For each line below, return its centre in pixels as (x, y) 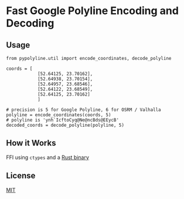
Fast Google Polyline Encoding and (92, 11)
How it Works (31, 143)
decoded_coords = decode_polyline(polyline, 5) (65, 125)
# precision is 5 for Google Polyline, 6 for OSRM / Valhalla (84, 110)
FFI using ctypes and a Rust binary (48, 157)
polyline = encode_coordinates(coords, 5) (59, 115)
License (21, 176)
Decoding (30, 23)
